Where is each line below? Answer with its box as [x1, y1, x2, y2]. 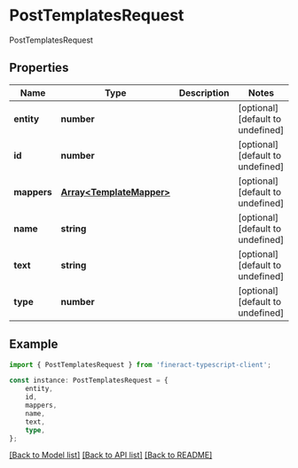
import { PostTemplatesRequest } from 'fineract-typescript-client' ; [9, 360, 272, 369]
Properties [9, 60, 69, 75]
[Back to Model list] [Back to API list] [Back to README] [9, 449, 213, 461]
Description [178, 86, 230, 98]
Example [9, 337, 59, 352]
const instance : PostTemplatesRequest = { [9, 376, 169, 386]
